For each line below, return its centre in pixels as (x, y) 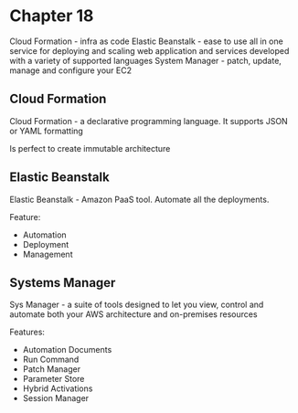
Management (48, 254)
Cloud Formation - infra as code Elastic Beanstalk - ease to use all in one (146, 41)
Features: (27, 332)
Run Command (51, 360)
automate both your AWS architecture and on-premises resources (133, 314)
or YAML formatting (47, 131)
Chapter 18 (52, 16)
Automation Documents (67, 350)
